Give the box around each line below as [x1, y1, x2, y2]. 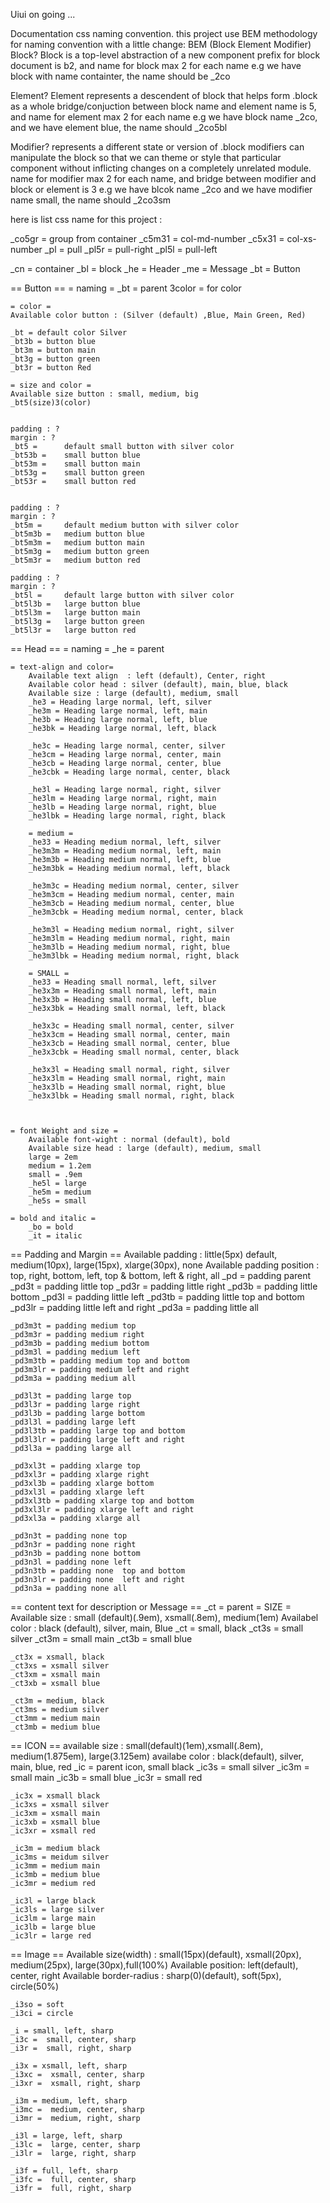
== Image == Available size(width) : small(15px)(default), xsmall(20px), [10, 1949, 302, 1960]
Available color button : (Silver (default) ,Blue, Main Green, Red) [10, 310, 307, 320]
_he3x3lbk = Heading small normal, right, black [28, 1091, 235, 1101]
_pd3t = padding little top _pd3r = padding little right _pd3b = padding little [10, 1280, 318, 1292]
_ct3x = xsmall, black [10, 1652, 105, 1662]
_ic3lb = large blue [10, 1922, 97, 1932]
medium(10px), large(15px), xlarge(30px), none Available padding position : [10, 1259, 320, 1271]
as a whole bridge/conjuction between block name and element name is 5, [10, 100, 317, 112]
